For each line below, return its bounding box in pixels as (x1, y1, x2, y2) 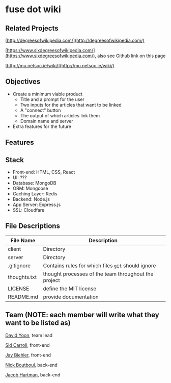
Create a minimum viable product (12, 91, 83, 97)
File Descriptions (5, 222, 60, 231)
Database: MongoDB (12, 180, 56, 186)
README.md (8, 293, 38, 300)
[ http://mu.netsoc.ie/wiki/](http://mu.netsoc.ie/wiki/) (5, 63, 115, 68)
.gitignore (8, 262, 31, 269)
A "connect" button (20, 107, 61, 113)
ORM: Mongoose (12, 185, 48, 192)
